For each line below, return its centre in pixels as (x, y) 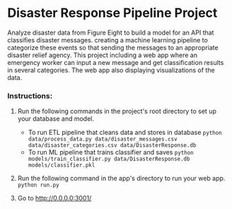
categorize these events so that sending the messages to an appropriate (113, 47)
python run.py (38, 185)
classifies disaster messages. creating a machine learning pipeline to (108, 40)
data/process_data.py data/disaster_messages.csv (103, 139)
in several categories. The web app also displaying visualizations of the (111, 70)
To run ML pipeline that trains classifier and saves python (111, 153)
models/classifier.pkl (62, 165)
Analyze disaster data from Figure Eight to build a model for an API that (111, 32)
